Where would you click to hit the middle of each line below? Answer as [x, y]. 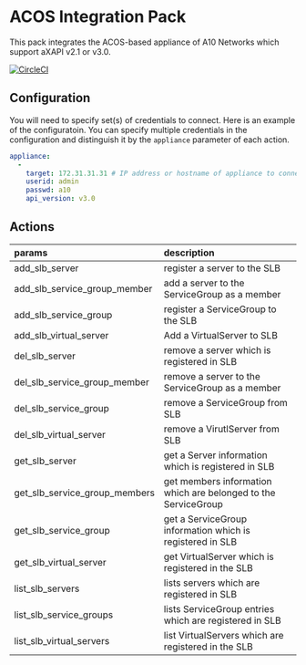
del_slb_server [45, 356]
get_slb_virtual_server [60, 562]
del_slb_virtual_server [60, 434]
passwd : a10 [48, 190]
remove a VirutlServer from [221, 429]
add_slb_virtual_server [61, 335]
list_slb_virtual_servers [62, 640]
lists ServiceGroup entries [219, 608]
